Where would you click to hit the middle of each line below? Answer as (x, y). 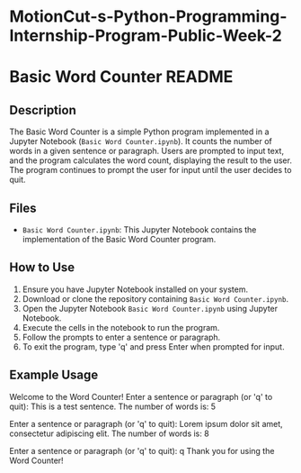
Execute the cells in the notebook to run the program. (121, 327)
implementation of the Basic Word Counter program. (119, 239)
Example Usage (54, 375)
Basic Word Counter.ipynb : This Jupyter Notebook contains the (139, 230)
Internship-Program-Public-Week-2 (146, 36)
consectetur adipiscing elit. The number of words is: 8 (109, 433)
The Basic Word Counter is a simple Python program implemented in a (139, 132)
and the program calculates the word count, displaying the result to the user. (150, 160)
